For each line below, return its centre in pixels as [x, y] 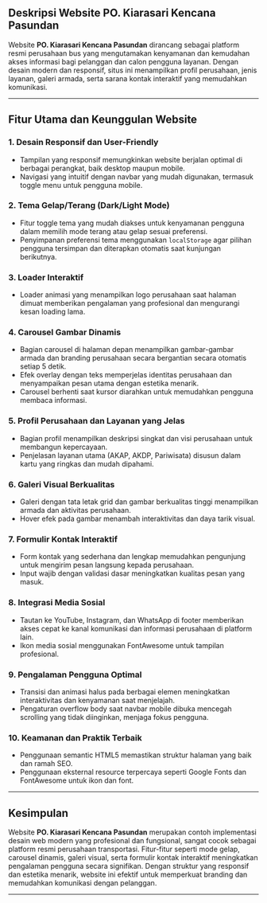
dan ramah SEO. [46, 764]
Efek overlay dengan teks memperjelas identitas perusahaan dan [126, 375]
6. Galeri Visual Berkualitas [62, 484]
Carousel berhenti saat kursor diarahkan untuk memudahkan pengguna [137, 392]
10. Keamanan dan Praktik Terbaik [75, 737]
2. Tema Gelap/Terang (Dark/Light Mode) [89, 205]
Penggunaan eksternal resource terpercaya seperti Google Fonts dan [133, 772]
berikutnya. [38, 256]
